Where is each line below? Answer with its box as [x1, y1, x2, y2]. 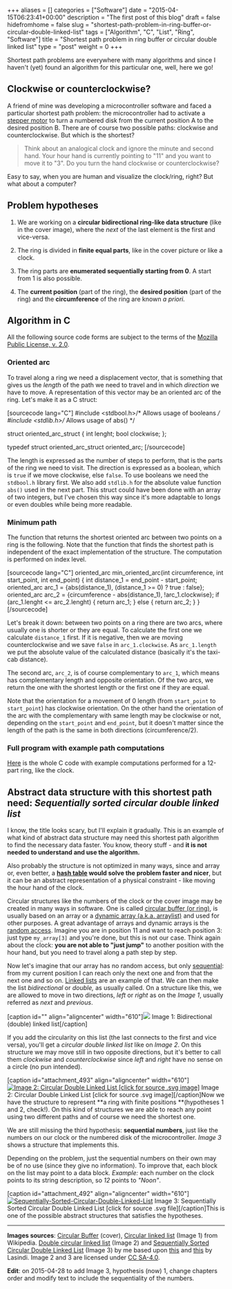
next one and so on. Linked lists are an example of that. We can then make [7, 976, 219, 985]
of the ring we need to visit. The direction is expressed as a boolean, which [7, 463, 221, 472]
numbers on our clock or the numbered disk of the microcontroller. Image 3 [7, 1134, 222, 1142]
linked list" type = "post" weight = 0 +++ [7, 43, 123, 50]
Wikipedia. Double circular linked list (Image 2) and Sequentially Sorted [7, 1239, 209, 1247]
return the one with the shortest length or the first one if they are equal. [7, 684, 210, 692]
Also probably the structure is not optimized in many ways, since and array [7, 862, 220, 870]
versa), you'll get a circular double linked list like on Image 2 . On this [7, 1040, 202, 1049]
